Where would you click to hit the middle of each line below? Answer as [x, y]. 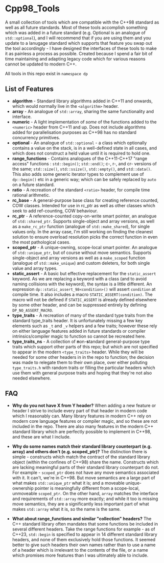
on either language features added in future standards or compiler [79, 331]
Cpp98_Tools [33, 9]
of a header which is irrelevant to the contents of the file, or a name [80, 550]
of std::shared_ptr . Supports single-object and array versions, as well [83, 221]
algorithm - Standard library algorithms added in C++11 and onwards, [82, 101]
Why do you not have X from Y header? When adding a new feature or [84, 405]
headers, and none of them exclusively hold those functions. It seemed [84, 539]
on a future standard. [33, 185]
